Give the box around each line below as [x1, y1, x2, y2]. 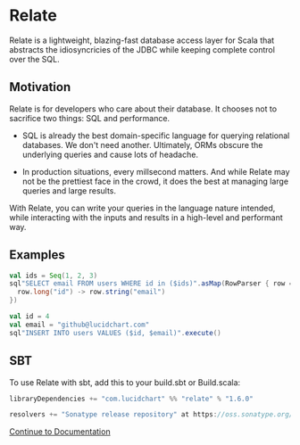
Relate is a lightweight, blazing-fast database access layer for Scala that [9, 35, 275, 45]
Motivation [9, 79, 71, 95]
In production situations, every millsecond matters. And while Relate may [21, 166, 290, 177]
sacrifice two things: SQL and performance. [9, 112, 171, 123]
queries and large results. [21, 185, 117, 196]
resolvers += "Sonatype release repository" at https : [9, 410, 218, 419]
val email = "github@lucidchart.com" [9, 320, 150, 329]
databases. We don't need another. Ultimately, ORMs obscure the [21, 139, 263, 150]
